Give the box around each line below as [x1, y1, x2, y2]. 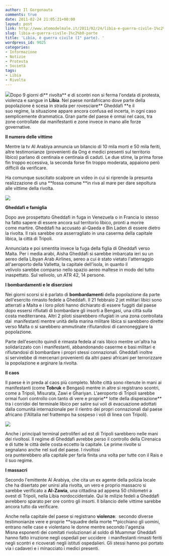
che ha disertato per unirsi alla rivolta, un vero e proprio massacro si [5, 482, 147, 488]
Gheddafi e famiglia [5, 204, 47, 210]
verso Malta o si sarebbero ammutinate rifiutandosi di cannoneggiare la [5, 323, 153, 329]
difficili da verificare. [5, 164, 48, 171]
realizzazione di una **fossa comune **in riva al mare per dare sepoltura [5, 179, 156, 186]
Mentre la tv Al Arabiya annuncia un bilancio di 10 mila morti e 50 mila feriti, [5, 143, 161, 149]
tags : [5, 68, 17, 73]
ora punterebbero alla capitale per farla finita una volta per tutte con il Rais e [5, 452, 163, 458]
